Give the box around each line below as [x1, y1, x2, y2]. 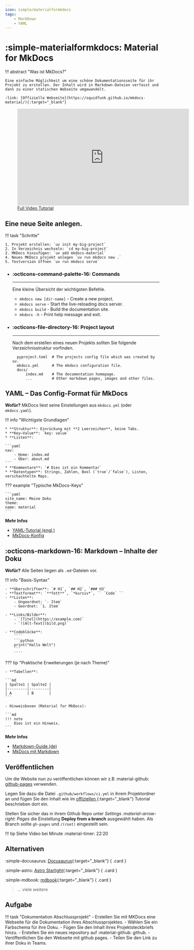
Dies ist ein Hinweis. [14, 721, 60, 726]
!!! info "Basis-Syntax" [5, 577, 50, 583]
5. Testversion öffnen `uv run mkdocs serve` [5, 259, 99, 264]
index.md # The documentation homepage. [25, 372, 116, 377]
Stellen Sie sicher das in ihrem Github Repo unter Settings [5, 811, 121, 817]
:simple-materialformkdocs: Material [5, 42, 159, 53]
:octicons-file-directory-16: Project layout [12, 324, 114, 331]
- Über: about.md [14, 457, 49, 462]
